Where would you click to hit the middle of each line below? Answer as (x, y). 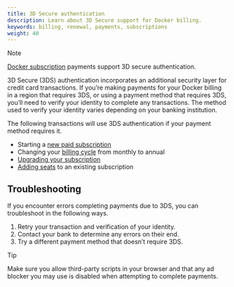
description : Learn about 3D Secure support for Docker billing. (104, 20)
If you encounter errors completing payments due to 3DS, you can (103, 206)
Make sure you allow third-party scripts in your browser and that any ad (111, 269)
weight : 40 (23, 33)
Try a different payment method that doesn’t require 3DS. (100, 241)
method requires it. (35, 131)
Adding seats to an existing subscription (75, 167)
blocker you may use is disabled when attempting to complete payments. (113, 276)
